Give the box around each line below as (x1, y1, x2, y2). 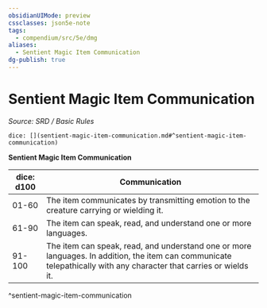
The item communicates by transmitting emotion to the (46, 194, 250, 206)
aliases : (8, 41, 37, 49)
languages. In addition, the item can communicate (46, 250, 232, 261)
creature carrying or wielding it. (46, 204, 164, 215)
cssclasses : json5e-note (8, 19, 91, 27)
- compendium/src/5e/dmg (15, 33, 98, 42)
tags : (8, 26, 26, 34)
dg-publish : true (8, 56, 66, 64)
